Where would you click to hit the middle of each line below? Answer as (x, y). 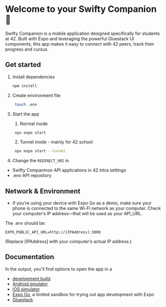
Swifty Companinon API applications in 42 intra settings (69, 170)
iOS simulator (26, 289)
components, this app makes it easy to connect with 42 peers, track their (80, 44)
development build (31, 278)
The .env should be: (26, 223)
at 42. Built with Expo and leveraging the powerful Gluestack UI (70, 39)
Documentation (30, 257)
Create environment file (36, 95)
